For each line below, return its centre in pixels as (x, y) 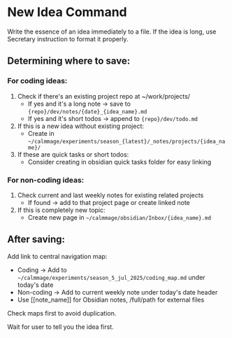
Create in (41, 133)
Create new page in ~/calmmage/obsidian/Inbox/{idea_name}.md (119, 217)
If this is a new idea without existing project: (81, 126)
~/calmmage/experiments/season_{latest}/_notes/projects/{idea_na (126, 141)
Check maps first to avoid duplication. (62, 313)
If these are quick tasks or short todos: (73, 154)
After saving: (36, 240)
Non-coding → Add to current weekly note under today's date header (117, 292)
